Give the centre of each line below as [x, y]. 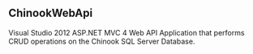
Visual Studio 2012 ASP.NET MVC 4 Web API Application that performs [126, 32]
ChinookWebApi [51, 13]
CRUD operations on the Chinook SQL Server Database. [102, 41]
